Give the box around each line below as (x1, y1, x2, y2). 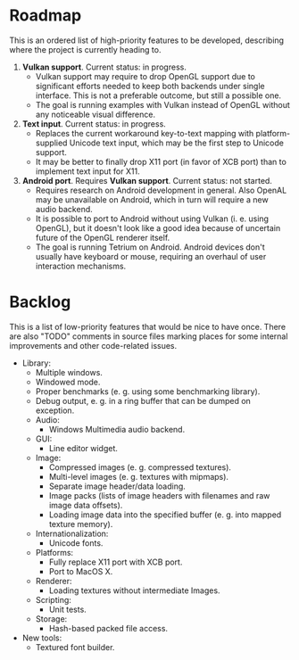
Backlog (9, 292, 71, 312)
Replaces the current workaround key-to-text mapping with (35, 128, 254, 138)
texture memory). (48, 518, 113, 529)
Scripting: (35, 594, 71, 605)
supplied (35, 137, 68, 148)
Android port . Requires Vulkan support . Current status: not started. (21, 175, 272, 186)
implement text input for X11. (35, 166, 140, 177)
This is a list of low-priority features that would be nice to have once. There (9, 321, 287, 332)
